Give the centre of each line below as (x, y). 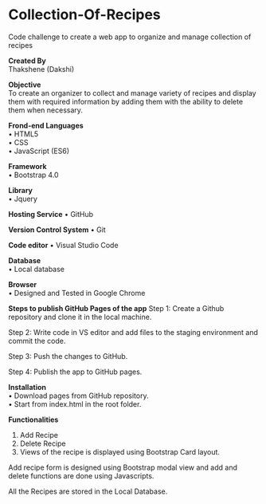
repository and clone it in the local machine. (80, 317)
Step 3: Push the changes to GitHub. (68, 356)
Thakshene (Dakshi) (41, 69)
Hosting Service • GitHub (51, 214)
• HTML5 (23, 134)
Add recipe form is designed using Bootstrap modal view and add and (123, 467)
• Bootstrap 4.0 (33, 175)
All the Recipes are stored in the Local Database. (88, 491)
